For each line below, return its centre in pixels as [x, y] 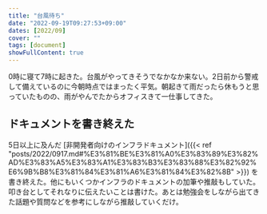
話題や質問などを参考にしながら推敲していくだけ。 [99, 201]
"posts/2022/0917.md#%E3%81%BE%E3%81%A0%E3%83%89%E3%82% [133, 153]
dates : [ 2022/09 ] [37, 30]
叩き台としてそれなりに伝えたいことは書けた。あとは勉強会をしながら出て [131, 192]
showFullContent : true [46, 53]
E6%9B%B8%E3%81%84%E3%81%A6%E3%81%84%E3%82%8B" [121, 172]
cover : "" [25, 38]
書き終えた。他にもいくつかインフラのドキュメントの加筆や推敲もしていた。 [134, 181]
